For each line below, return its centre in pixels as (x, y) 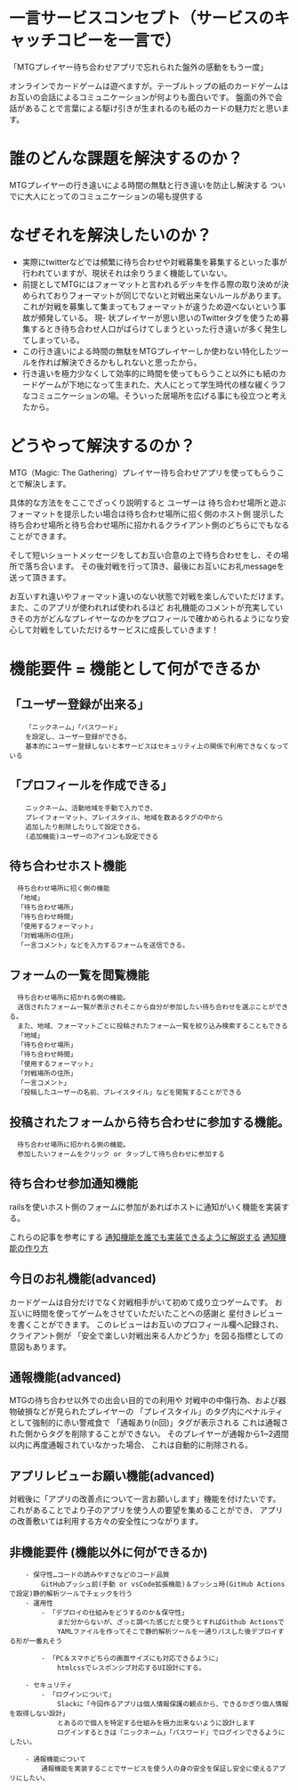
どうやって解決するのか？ (102, 446)
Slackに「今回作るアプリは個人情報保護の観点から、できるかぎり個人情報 (173, 1704)
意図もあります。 (40, 1346)
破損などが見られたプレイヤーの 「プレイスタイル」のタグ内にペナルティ (150, 1412)
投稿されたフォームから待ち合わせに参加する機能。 (149, 1122)
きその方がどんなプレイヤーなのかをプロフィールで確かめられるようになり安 (149, 618)
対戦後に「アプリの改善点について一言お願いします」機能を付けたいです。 (145, 1499)
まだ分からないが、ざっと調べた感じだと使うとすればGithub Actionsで (170, 1622)
